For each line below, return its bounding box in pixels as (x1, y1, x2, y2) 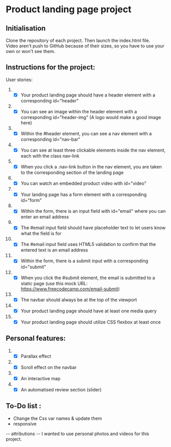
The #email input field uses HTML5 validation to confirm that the (20, 241, 156, 247)
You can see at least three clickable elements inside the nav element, (20, 147, 166, 153)
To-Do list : (6, 402, 41, 410)
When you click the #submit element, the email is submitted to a (20, 275, 155, 281)
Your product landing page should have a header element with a (20, 92, 156, 98)
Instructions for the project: (6, 63, 96, 72)
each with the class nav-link (20, 153, 79, 159)
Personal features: (6, 334, 66, 343)
